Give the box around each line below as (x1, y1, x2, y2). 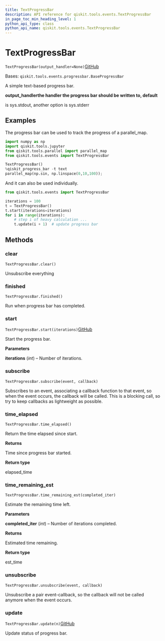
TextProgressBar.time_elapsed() (5, 422, 72, 427)
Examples (5, 116, 36, 125)
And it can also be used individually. (5, 180, 79, 186)
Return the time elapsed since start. (5, 430, 78, 436)
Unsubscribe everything (5, 270, 54, 276)
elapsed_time (5, 469, 32, 475)
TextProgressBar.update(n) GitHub (5, 620, 75, 626)
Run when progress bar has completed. (5, 303, 85, 309)
